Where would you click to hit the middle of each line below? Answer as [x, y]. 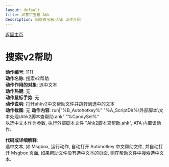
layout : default [22, 10]
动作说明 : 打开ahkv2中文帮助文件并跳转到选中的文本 [60, 104]
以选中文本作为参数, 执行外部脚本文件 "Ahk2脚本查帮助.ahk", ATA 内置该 [81, 123]
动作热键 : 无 [18, 91]
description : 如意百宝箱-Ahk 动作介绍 [43, 19]
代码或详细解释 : [22, 140]
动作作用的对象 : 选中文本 [31, 85]
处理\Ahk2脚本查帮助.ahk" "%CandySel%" [54, 117]
